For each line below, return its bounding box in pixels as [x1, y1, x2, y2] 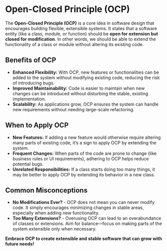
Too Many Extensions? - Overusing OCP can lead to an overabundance [12, 215, 161, 221]
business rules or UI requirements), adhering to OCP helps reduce [12, 155, 149, 161]
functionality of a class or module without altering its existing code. [5, 41, 144, 47]
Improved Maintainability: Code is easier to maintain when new [12, 85, 145, 91]
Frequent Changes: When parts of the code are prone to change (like [12, 150, 157, 156]
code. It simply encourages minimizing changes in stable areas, [12, 204, 144, 211]
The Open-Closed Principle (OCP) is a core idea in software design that [5, 20, 154, 26]
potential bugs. [12, 161, 44, 167]
